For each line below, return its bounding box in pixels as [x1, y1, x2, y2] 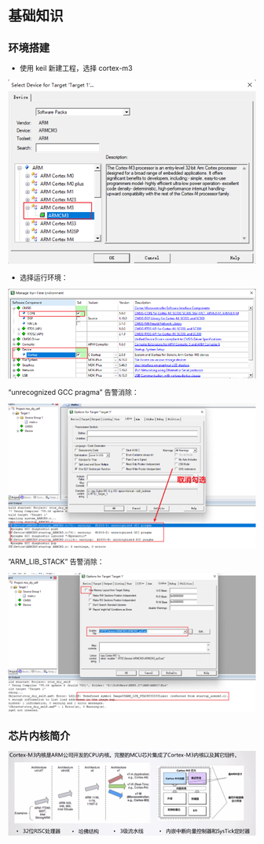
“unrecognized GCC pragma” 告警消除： [8, 388, 139, 397]
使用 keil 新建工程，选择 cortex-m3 [19, 64, 133, 73]
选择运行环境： [19, 273, 68, 282]
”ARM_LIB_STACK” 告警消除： [8, 557, 104, 566]
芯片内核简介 [8, 729, 71, 742]
